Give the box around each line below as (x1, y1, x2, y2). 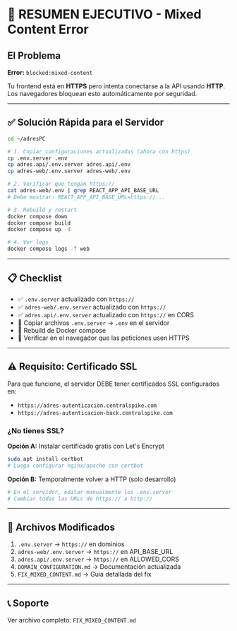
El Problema (7, 49, 61, 61)
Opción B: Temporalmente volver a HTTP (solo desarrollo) (7, 475, 176, 483)
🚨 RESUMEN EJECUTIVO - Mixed (7, 6, 202, 23)
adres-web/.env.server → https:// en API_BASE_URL (17, 548, 174, 556)
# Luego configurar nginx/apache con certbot (7, 462, 143, 469)
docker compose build (7, 219, 71, 227)
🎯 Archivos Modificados (7, 521, 115, 533)
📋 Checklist (7, 272, 62, 285)
